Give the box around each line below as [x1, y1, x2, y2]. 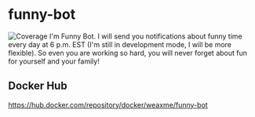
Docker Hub [8, 79, 68, 93]
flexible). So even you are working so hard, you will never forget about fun [8, 48, 247, 57]
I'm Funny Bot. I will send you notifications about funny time [49, 31, 242, 41]
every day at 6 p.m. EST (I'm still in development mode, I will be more [8, 39, 232, 49]
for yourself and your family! [8, 57, 100, 66]
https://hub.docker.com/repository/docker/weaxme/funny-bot [8, 100, 208, 109]
